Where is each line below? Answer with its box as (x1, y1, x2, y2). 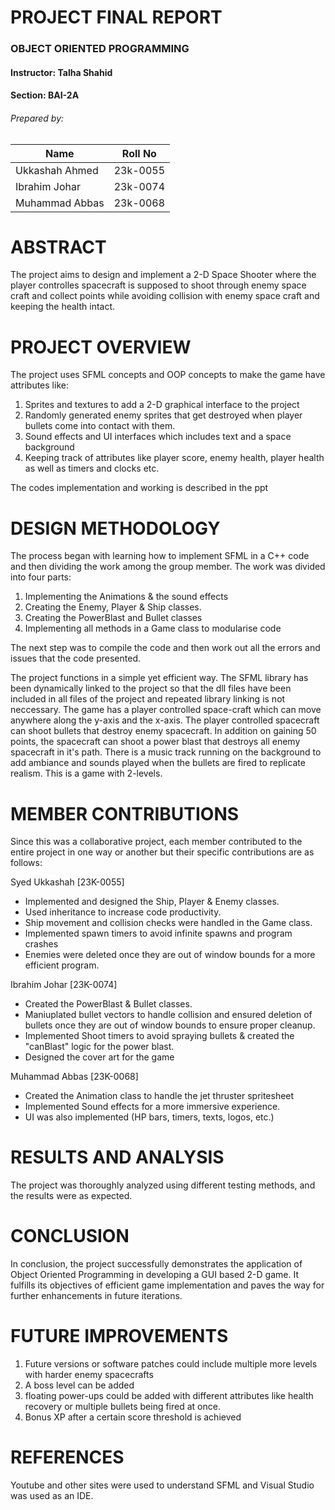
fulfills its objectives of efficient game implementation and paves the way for (10, 1279, 325, 1291)
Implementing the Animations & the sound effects (24, 591, 229, 603)
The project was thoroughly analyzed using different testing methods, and (10, 1179, 316, 1191)
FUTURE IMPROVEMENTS (10, 1325, 229, 1348)
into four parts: (10, 571, 72, 583)
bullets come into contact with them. (24, 420, 176, 432)
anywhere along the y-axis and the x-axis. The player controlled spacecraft (10, 714, 320, 726)
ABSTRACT (10, 236, 107, 258)
